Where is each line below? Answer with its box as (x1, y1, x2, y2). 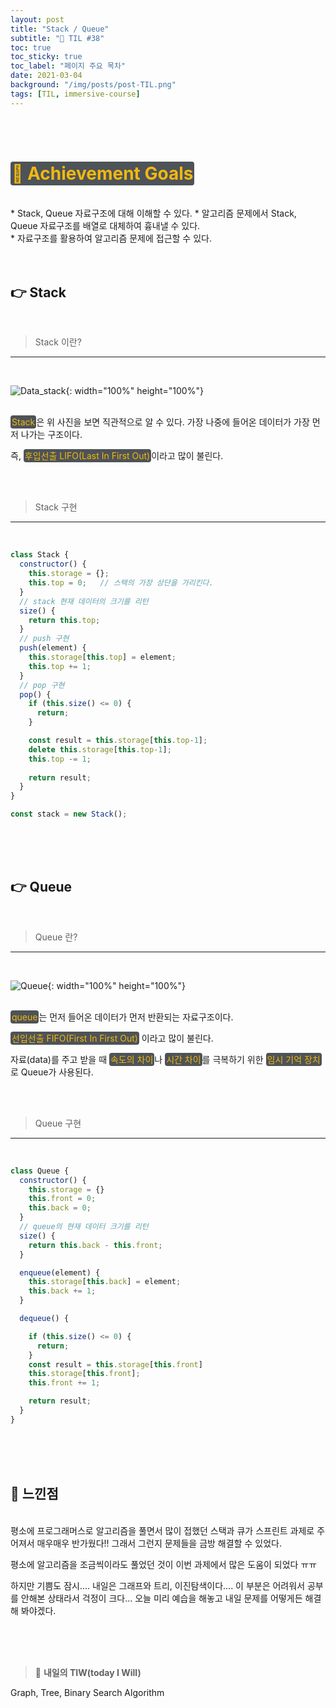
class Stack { (10, 550, 70, 560)
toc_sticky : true (10, 52, 83, 62)
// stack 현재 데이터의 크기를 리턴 (19, 596, 149, 606)
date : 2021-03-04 (10, 71, 83, 81)
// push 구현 (19, 634, 70, 644)
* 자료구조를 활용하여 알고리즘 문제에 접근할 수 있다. (10, 232, 212, 244)
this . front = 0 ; (28, 1194, 97, 1204)
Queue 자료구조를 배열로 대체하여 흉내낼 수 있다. (10, 219, 201, 231)
